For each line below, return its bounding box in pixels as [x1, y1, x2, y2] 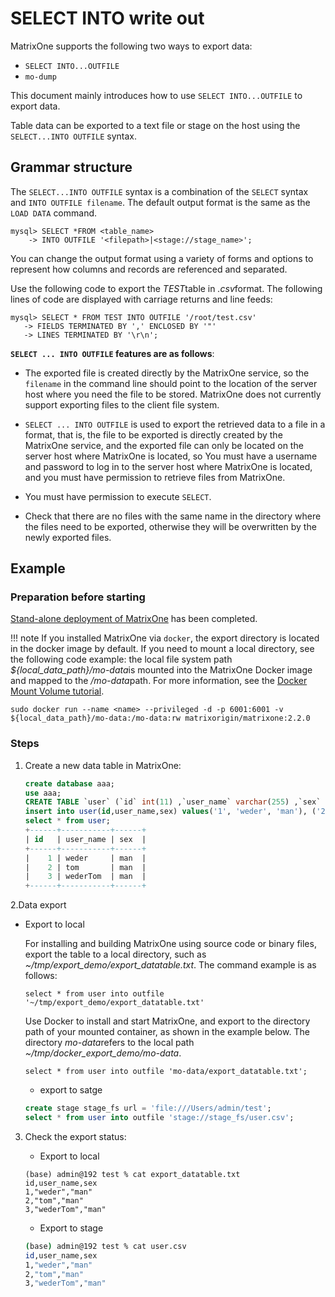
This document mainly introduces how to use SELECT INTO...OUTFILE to [10, 89, 303, 101]
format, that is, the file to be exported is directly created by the [24, 428, 283, 441]
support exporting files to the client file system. [24, 398, 220, 411]
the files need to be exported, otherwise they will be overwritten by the [24, 520, 317, 532]
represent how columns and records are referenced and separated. [10, 263, 288, 275]
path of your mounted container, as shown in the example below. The [24, 1026, 310, 1038]
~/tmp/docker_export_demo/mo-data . [24, 1047, 182, 1059]
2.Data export [10, 899, 67, 911]
